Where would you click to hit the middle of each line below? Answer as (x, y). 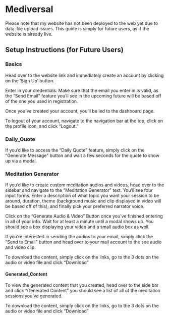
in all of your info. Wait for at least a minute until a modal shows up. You (79, 222)
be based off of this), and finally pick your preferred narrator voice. (75, 206)
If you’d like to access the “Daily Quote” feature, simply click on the (75, 150)
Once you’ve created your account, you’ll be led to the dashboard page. (80, 111)
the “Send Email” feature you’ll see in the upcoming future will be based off (83, 96)
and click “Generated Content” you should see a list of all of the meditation (83, 291)
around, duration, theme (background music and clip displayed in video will (83, 201)
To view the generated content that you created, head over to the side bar (82, 285)
